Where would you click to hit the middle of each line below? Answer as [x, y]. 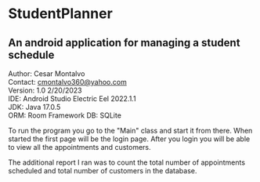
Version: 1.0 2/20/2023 [45, 90]
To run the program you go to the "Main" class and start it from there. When [130, 131]
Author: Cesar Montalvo [47, 74]
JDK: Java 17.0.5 [34, 107]
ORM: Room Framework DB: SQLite [65, 115]
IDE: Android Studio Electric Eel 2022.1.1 [72, 98]
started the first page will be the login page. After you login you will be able [129, 139]
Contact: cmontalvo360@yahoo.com [67, 82]
